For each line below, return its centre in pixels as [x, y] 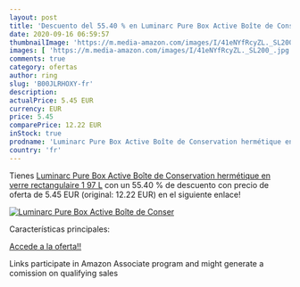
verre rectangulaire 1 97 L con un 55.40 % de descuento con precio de [139, 184]
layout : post [33, 17]
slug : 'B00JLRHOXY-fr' [51, 84]
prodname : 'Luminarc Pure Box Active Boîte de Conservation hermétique [145, 142]
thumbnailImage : [39, 42]
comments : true [37, 59]
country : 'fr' [36, 150]
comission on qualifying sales [64, 273]
